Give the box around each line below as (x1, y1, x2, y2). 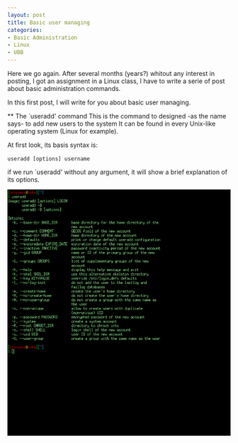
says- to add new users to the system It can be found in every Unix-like (7, 119, 216, 128)
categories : (7, 26, 42, 33)
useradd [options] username (7, 155, 91, 163)
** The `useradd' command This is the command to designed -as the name (7, 112, 227, 120)
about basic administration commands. (7, 84, 121, 92)
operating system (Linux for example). (7, 127, 119, 135)
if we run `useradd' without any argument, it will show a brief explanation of (7, 168, 228, 176)
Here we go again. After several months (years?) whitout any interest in (7, 70, 215, 77)
